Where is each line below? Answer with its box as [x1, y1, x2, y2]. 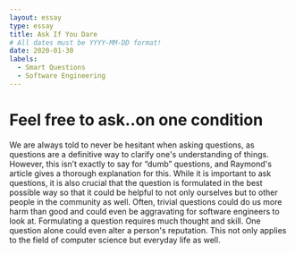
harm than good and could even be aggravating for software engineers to [9, 206, 280, 216]
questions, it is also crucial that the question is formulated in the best [9, 177, 263, 188]
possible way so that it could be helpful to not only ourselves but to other [9, 187, 279, 198]
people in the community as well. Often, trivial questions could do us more [9, 196, 282, 207]
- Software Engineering [17, 72, 105, 80]
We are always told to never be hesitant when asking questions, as [9, 140, 255, 150]
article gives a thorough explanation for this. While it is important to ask [9, 167, 272, 179]
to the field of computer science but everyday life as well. [9, 234, 221, 245]
